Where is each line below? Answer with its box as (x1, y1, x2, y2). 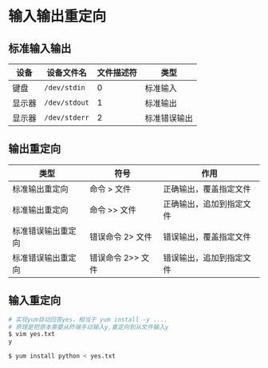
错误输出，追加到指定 (163, 252, 243, 263)
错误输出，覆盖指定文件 (163, 231, 251, 242)
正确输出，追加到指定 (163, 198, 243, 209)
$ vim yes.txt (8, 330, 56, 338)
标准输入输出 (8, 42, 72, 55)
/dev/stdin (44, 83, 85, 92)
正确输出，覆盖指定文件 (163, 183, 251, 194)
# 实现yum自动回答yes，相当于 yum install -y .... (8, 315, 168, 323)
